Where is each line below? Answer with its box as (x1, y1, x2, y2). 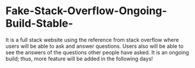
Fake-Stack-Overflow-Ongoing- (5, 4, 167, 18)
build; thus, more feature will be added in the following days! (5, 55, 154, 62)
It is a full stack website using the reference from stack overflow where (5, 36, 179, 43)
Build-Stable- (5, 17, 73, 30)
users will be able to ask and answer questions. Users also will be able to (5, 43, 184, 50)
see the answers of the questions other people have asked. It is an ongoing (5, 48, 189, 56)
